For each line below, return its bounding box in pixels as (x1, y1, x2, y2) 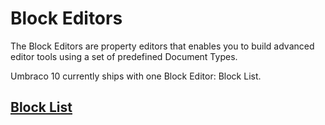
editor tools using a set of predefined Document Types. (10, 50, 238, 62)
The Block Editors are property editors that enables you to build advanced (10, 40, 315, 52)
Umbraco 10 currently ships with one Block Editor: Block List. (10, 70, 262, 82)
